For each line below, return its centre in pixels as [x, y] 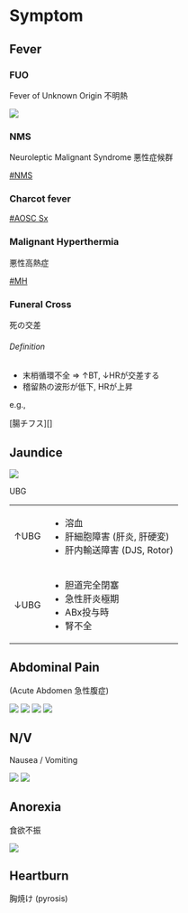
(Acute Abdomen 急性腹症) [59, 690]
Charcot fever [40, 199]
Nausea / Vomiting [44, 759]
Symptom [46, 16]
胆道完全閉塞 [92, 586]
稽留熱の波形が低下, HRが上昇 [77, 387]
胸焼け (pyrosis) [39, 899]
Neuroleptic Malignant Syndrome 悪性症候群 [91, 157]
